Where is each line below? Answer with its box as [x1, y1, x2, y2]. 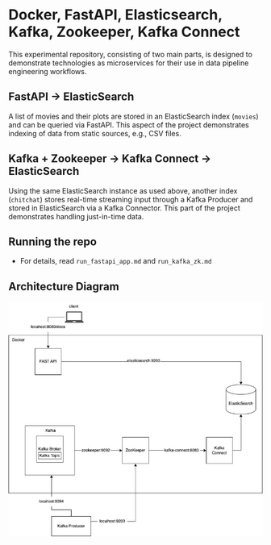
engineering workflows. [8, 66, 87, 76]
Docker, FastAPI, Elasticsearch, [8, 6, 223, 24]
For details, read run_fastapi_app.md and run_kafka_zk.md [19, 256, 212, 266]
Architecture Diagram [8, 280, 119, 293]
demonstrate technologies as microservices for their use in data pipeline [8, 58, 249, 68]
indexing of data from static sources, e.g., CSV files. [8, 128, 181, 138]
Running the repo [8, 235, 97, 248]
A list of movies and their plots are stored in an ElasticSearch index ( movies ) [8, 111, 260, 121]
